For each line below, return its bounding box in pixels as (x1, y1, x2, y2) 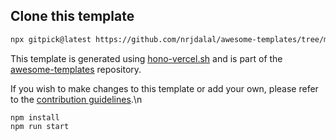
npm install (10, 112, 60, 123)
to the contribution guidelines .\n (10, 93, 143, 105)
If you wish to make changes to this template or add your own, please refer (10, 82, 319, 94)
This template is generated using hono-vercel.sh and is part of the (10, 52, 283, 64)
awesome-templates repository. (10, 63, 142, 75)
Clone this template (10, 8, 135, 25)
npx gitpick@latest (10, 34, 92, 44)
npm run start (10, 121, 70, 131)
